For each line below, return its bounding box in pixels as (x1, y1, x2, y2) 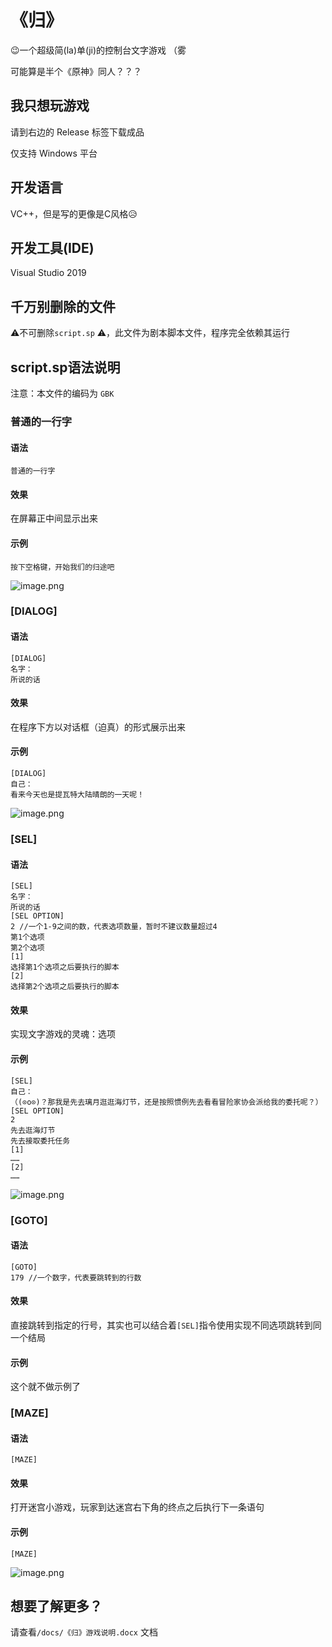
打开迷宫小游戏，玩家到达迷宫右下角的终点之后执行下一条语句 (10, 1501, 265, 1513)
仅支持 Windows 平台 (10, 147, 98, 159)
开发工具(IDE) (10, 239, 95, 256)
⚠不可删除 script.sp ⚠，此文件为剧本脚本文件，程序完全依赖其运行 (10, 327, 291, 339)
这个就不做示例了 (10, 1381, 81, 1393)
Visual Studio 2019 (10, 267, 87, 279)
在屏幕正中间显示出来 (10, 512, 98, 525)
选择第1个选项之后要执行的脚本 (10, 962, 120, 973)
